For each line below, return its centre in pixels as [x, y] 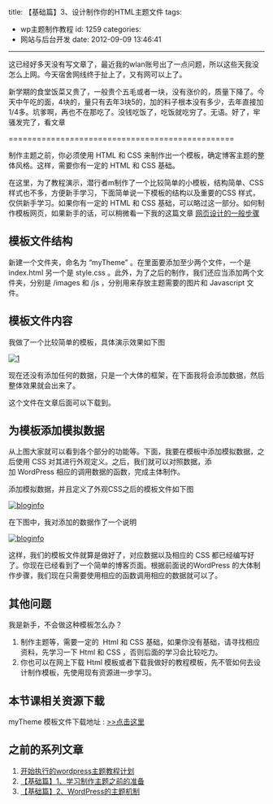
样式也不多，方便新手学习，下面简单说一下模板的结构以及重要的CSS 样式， [134, 193]
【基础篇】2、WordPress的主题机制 [80, 791]
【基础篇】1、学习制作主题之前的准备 [82, 781]
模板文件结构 [41, 241]
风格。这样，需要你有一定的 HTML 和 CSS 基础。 [97, 165]
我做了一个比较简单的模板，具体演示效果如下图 [87, 342]
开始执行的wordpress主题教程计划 [77, 771]
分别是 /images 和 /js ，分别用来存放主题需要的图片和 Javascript [137, 282]
